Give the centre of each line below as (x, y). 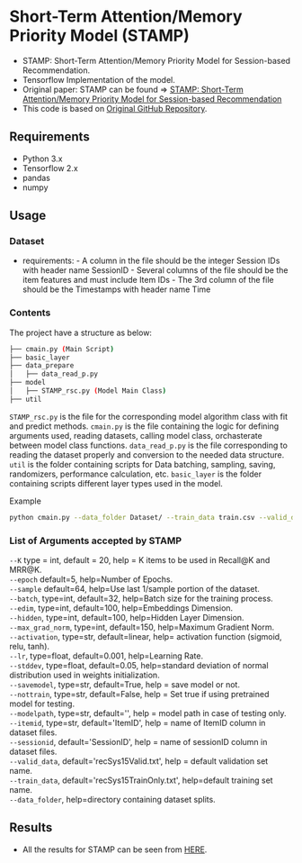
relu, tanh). (30, 647)
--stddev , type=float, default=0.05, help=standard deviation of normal (139, 666)
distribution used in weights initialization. (84, 675)
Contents (30, 313)
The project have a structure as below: (81, 332)
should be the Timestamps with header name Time (116, 289)
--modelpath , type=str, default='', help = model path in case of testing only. (148, 713)
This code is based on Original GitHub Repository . (115, 108)
